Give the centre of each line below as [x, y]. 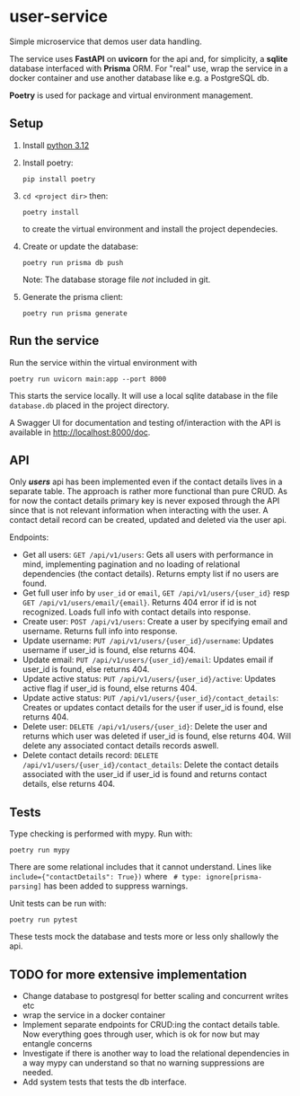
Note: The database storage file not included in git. [116, 279]
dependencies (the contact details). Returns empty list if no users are [150, 574]
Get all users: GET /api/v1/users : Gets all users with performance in [148, 555]
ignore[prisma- [234, 878]
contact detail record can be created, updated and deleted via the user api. [148, 520]
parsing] [26, 887]
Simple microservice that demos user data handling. [106, 41]
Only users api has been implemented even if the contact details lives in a [146, 482]
